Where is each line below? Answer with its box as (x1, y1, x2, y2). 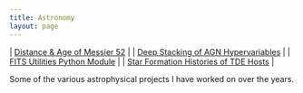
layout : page (9, 22, 59, 31)
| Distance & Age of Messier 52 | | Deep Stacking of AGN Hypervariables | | (9, 46, 291, 57)
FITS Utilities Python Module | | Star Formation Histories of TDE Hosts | (9, 56, 275, 67)
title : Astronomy (9, 13, 75, 23)
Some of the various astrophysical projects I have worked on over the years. (9, 73, 295, 84)
